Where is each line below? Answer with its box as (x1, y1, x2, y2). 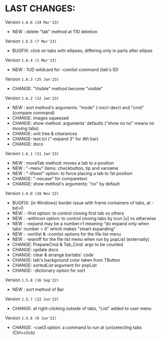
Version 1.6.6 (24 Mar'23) (5, 19, 59, 25)
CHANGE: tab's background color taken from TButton (12, 257, 120, 263)
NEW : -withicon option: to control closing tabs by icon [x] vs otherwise (12, 215, 157, 221)
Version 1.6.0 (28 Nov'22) (5, 190, 59, 196)
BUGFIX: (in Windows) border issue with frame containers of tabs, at (12, 199, 151, 206)
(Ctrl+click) (12, 329, 35, 336)
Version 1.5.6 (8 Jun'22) (5, 315, 57, 321)
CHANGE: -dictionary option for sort (12, 267, 86, 273)
